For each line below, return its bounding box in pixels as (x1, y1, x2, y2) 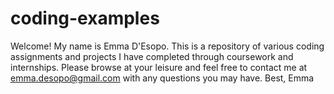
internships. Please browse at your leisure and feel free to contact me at (10, 61, 308, 73)
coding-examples (10, 7, 160, 30)
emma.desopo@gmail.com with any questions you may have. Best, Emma (10, 72, 315, 84)
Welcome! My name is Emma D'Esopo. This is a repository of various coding (10, 40, 325, 52)
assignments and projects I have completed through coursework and (10, 50, 294, 62)
